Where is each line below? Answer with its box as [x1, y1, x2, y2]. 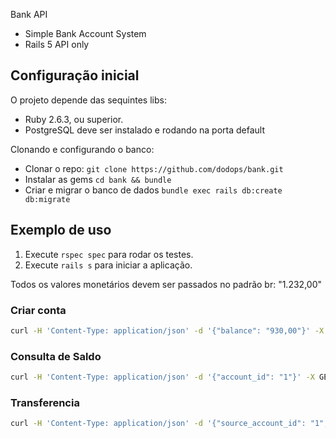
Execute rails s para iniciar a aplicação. [24, 259, 193, 271]
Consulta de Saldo [10, 349, 102, 363]
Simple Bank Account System [24, 28, 147, 39]
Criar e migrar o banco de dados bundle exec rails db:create [24, 184, 283, 196]
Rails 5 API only [24, 39, 90, 50]
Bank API [10, 9, 48, 20]
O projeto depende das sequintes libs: [10, 94, 167, 106]
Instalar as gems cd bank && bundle [24, 173, 172, 185]
